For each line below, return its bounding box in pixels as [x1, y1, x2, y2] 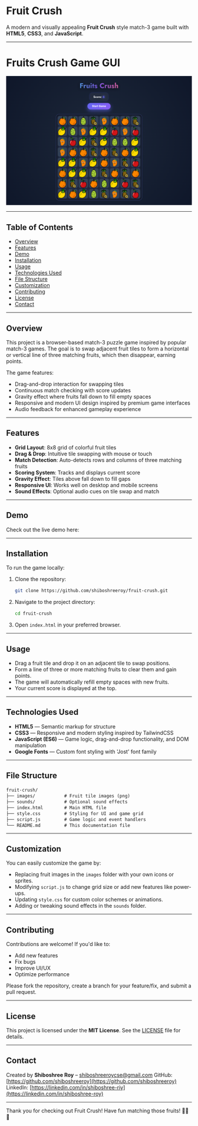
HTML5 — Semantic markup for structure [14, 723, 116, 730]
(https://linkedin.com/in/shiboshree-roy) [6, 1090, 104, 1097]
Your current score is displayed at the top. [14, 684, 117, 691]
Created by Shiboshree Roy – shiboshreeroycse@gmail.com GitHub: [6, 1071, 173, 1078]
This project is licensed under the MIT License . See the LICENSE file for [6, 1027, 181, 1033]
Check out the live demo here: [6, 526, 80, 533]
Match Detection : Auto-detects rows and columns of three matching [14, 456, 182, 464]
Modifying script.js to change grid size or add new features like [14, 884, 173, 891]
